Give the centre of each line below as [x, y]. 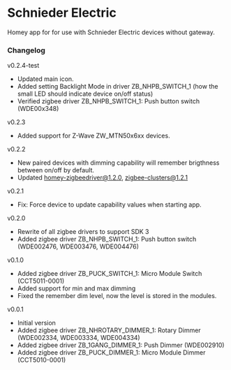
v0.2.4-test [23, 66]
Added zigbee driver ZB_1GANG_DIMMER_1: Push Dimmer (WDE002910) [121, 345]
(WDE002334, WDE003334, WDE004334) [79, 338]
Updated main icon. [46, 79]
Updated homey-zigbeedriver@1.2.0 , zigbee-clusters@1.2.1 [103, 178]
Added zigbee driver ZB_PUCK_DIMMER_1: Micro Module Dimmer [111, 353]
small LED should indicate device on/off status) [85, 94]
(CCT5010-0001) [42, 360]
